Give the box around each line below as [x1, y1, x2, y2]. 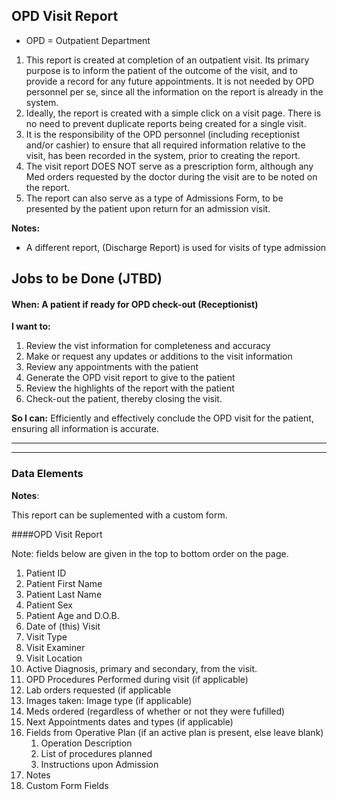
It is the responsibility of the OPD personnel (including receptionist [25, 128, 301, 140]
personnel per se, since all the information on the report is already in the [25, 85, 324, 98]
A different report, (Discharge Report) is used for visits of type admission [25, 241, 327, 253]
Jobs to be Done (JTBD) [11, 270, 163, 288]
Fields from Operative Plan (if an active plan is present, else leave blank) [25, 726, 324, 738]
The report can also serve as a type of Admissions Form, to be [25, 192, 284, 204]
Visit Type [25, 630, 68, 643]
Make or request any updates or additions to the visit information [25, 350, 293, 363]
